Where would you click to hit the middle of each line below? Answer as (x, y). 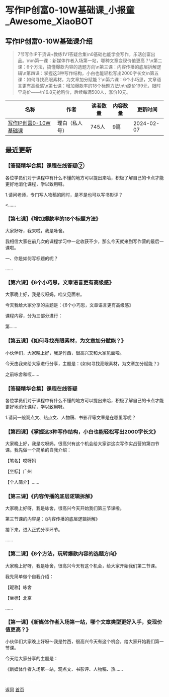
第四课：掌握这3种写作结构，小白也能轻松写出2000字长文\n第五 (93, 73)
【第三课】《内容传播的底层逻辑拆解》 (50, 496)
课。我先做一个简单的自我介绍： (38, 450)
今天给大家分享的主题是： (32, 659)
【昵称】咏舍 (18, 587)
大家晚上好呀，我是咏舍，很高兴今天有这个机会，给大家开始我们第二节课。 (82, 565)
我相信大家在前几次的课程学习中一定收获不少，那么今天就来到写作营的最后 (82, 241)
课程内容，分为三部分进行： (34, 316)
